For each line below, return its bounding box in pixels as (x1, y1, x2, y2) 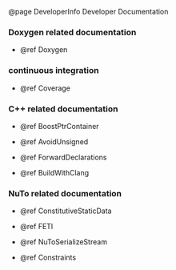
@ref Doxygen (19, 45, 68, 54)
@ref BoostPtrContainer (19, 121, 99, 131)
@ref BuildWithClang (19, 167, 90, 177)
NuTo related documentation (8, 187, 122, 199)
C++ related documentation (8, 103, 118, 115)
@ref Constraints (19, 252, 77, 263)
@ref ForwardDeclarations (19, 152, 107, 162)
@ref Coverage (19, 83, 70, 93)
